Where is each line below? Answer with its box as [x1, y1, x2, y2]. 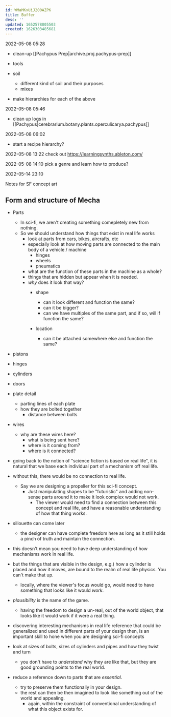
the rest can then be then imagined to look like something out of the [20, 689, 163, 695]
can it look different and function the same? [43, 299, 135, 305]
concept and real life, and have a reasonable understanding [35, 505, 161, 511]
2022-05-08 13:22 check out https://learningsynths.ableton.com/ [5, 151, 143, 157]
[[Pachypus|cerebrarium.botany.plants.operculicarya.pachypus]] [12, 121, 150, 127]
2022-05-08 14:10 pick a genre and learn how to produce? [5, 161, 129, 167]
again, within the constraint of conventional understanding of [28, 700, 157, 706]
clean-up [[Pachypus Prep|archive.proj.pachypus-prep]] [12, 51, 132, 57]
